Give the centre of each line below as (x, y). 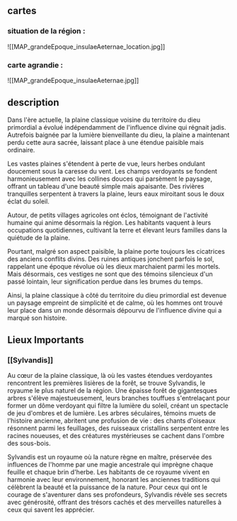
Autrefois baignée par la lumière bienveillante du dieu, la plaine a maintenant (118, 135)
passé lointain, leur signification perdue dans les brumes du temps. (105, 281)
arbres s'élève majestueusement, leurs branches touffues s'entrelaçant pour (119, 398)
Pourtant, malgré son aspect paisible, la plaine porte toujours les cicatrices (116, 251)
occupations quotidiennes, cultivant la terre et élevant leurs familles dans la (117, 230)
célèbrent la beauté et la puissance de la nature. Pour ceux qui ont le (107, 487)
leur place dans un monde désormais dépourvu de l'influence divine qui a (115, 310)
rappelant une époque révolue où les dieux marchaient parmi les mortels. (114, 266)
